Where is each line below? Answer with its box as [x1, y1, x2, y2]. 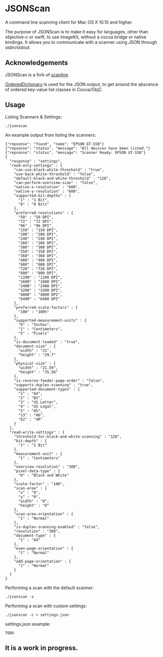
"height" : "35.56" [18, 369, 58, 374]
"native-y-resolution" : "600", [14, 189, 80, 194]
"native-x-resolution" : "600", [14, 184, 80, 189]
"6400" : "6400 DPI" [18, 296, 60, 301]
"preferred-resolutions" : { [14, 210, 74, 215]
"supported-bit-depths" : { [14, 193, 71, 198]
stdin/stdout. [5, 44, 31, 50]
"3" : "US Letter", [18, 399, 58, 405]
